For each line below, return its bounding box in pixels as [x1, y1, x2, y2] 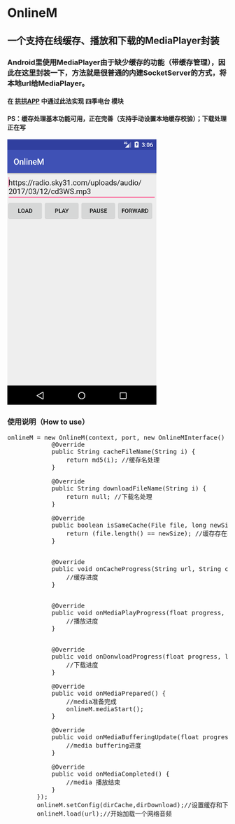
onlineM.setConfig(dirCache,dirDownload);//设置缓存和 [36, 801, 222, 809]
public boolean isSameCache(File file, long [51, 521, 207, 529]
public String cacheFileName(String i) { [51, 447, 196, 455]
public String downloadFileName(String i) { [51, 484, 207, 492]
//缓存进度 [66, 573, 99, 581]
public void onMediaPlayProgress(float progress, [51, 608, 225, 617]
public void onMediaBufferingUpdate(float [51, 733, 199, 741]
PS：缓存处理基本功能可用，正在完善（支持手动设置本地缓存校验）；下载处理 [7, 114, 227, 123]
